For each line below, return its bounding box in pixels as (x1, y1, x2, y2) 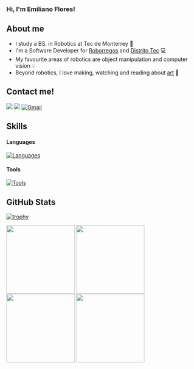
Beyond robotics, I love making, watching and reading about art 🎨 (15, 69, 179, 76)
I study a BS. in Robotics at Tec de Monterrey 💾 (15, 40, 134, 47)
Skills (6, 121, 27, 131)
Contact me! (6, 87, 55, 97)
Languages (6, 138, 35, 145)
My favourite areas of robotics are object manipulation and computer (15, 56, 188, 63)
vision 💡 (15, 62, 36, 69)
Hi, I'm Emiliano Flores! (6, 5, 75, 13)
